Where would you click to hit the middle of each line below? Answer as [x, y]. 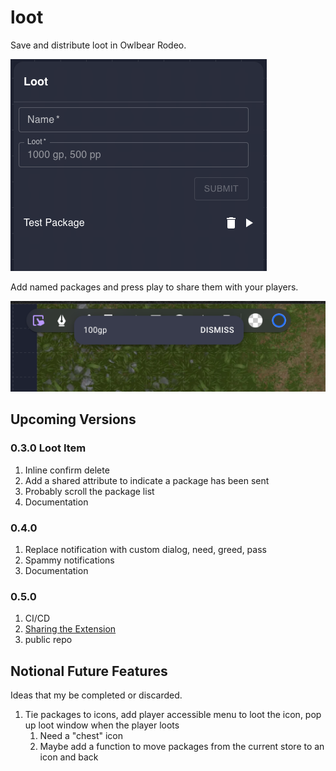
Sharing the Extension [70, 629]
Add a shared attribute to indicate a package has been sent [147, 480]
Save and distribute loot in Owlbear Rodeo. [98, 45]
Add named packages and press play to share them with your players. [154, 287]
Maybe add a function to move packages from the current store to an [182, 747]
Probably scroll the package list [89, 491]
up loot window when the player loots [102, 725]
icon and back [69, 757]
